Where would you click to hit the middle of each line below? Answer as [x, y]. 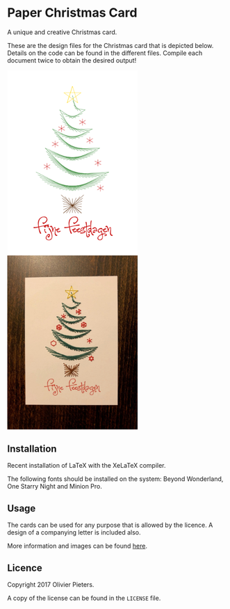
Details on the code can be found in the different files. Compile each [105, 53]
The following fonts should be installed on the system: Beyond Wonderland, [115, 479]
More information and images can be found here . [77, 546]
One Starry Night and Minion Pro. [55, 487]
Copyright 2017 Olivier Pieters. [51, 584]
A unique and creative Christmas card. [62, 32]
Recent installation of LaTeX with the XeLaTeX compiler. [87, 466]
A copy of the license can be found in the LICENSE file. [84, 598]
